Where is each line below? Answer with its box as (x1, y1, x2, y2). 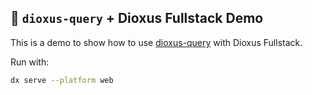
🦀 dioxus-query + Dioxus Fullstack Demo (10, 10, 264, 27)
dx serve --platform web (10, 75, 114, 85)
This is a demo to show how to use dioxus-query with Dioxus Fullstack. (10, 36, 303, 48)
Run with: (10, 56, 50, 68)
